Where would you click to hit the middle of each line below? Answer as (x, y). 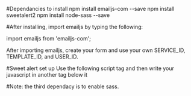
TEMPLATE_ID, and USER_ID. (42, 56)
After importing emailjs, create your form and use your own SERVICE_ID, (96, 50)
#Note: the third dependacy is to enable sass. (63, 86)
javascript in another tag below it (47, 75)
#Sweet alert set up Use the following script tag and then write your (90, 68)
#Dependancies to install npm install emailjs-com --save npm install (90, 9)
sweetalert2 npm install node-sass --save (58, 15)
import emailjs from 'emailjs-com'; (49, 38)
